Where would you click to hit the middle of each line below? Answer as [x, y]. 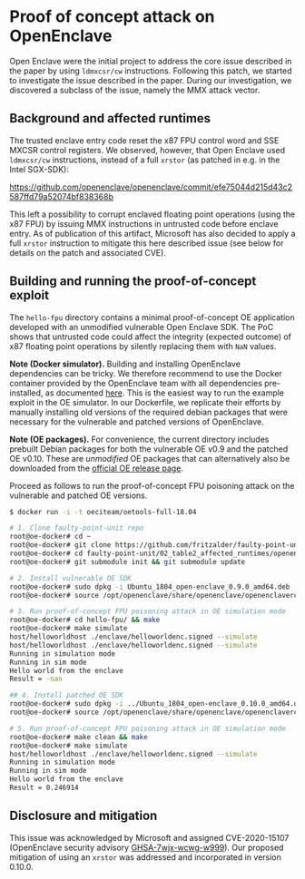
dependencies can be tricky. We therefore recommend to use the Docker [146, 373]
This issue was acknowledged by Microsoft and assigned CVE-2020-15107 [149, 837]
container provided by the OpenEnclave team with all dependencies [136, 383]
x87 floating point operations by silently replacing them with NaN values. [143, 346]
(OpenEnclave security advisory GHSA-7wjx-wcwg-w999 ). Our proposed [147, 847]
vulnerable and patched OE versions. [79, 495]
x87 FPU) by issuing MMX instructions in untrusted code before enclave [144, 223]
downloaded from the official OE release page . [97, 468]
